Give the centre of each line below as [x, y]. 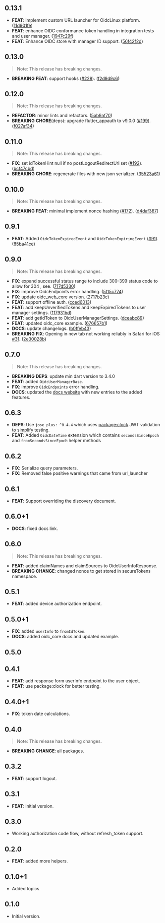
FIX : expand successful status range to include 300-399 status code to [85, 281]
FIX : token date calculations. [41, 714]
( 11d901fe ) [22, 25]
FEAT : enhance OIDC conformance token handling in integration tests [83, 31]
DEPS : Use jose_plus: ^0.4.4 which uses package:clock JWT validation [86, 425]
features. [21, 397]
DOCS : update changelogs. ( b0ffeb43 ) [51, 328]
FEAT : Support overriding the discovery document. [64, 501]
